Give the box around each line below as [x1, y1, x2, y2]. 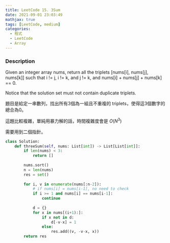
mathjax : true [5, 17, 36, 22]
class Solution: [5, 139, 40, 144]
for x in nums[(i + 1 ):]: [32, 210, 83, 215]
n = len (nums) [23, 167, 54, 173]
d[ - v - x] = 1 [51, 220, 77, 225]
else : [41, 224, 54, 230]
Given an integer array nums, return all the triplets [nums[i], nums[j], [5, 69, 149, 76]
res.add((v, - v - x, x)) [51, 229, 100, 234]
